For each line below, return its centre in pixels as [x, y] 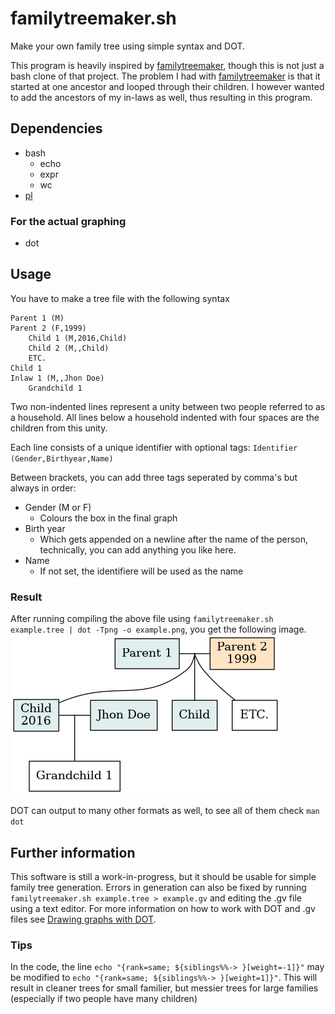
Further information [73, 852]
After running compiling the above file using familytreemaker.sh [142, 619]
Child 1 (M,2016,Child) [78, 338]
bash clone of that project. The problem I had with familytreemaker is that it [165, 76]
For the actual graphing [68, 221]
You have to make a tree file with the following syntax [120, 298]
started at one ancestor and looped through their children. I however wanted [167, 86]
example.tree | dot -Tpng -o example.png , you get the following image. [158, 629]
